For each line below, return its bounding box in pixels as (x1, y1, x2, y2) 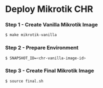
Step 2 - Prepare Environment (5, 44, 79, 51)
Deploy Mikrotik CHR (5, 3, 93, 15)
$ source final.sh (5, 79, 43, 84)
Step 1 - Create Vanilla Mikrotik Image (5, 21, 98, 28)
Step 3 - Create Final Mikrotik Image (5, 67, 94, 74)
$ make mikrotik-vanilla (5, 32, 57, 38)
